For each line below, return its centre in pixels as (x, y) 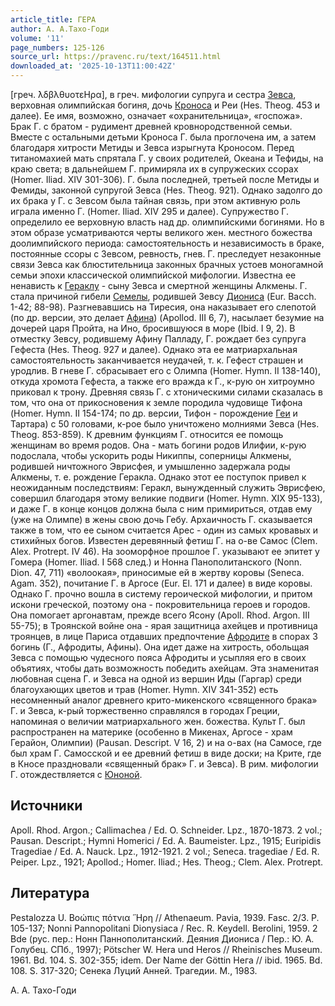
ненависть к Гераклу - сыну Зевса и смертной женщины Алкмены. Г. (159, 285)
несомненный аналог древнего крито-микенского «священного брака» (164, 700)
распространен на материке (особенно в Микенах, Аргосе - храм (151, 732)
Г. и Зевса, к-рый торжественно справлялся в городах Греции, (145, 710)
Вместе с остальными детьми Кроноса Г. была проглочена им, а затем (163, 137)
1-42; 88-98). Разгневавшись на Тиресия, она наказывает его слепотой (163, 307)
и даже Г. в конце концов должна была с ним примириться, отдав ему (161, 509)
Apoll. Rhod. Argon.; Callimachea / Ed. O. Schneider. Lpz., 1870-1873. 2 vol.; (166, 830)
